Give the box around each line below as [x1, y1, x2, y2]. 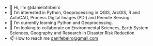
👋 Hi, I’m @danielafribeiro [9, 5, 61, 10]
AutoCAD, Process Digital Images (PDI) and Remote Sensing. [9, 15, 131, 20]
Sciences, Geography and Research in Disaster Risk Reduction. [9, 30, 136, 35]
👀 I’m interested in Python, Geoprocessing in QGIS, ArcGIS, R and [9, 10, 140, 15]
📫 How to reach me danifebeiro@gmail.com [9, 35, 98, 41]
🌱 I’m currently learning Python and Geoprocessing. [9, 20, 113, 25]
